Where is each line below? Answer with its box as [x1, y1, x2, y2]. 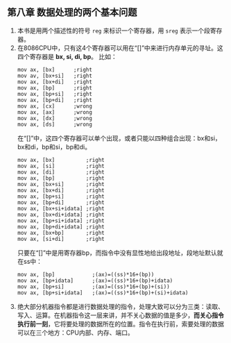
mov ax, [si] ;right [17, 162, 105, 169]
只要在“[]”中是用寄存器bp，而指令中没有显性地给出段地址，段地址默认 [17, 249, 217, 257]
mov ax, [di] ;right [17, 169, 105, 176]
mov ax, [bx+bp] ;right [17, 229, 105, 236]
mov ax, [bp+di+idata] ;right [17, 223, 105, 231]
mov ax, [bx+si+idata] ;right [17, 205, 105, 212]
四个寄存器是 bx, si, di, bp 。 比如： [17, 52, 117, 60]
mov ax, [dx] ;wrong [17, 115, 92, 122]
